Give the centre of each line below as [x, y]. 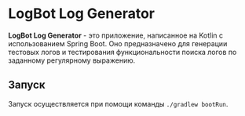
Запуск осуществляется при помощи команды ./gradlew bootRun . [118, 103]
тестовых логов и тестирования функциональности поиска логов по [122, 52]
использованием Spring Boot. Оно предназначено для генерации [118, 43]
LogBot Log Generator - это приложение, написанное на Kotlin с [116, 35]
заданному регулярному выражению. [72, 60]
